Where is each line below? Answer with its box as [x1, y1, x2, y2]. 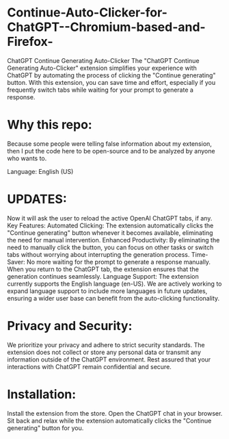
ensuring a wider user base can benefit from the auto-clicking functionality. [7, 294, 220, 302]
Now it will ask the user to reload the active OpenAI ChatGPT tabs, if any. [7, 214, 213, 222]
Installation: [7, 386, 77, 402]
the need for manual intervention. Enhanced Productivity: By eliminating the [7, 236, 220, 244]
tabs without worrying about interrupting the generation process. [7, 250, 190, 258]
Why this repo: [7, 117, 92, 133]
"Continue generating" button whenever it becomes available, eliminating [7, 228, 213, 237]
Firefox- [7, 34, 53, 49]
